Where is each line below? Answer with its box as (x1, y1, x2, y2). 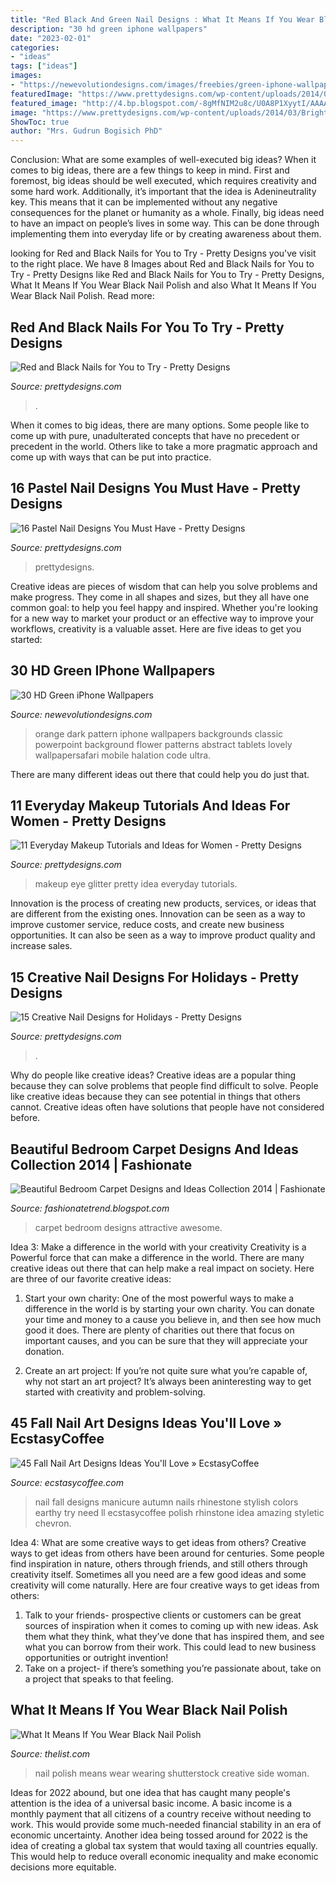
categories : (10, 42, 60, 53)
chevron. (34, 1517, 72, 1529)
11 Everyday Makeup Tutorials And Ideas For (10, 797, 291, 814)
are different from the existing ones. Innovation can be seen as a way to (10, 908, 306, 920)
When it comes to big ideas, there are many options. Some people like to (10, 419, 310, 431)
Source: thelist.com (10, 1747, 91, 1760)
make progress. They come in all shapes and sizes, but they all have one (10, 591, 310, 603)
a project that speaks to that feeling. (24, 1672, 174, 1685)
